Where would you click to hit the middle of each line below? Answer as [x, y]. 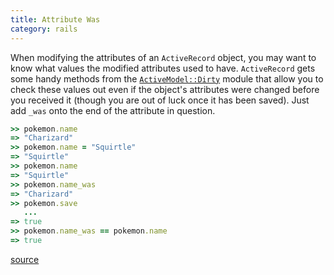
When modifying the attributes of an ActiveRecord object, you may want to [163, 57]
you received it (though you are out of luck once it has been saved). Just [160, 100]
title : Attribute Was [55, 19]
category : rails [44, 29]
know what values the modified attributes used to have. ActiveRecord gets [163, 68]
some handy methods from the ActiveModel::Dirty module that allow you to [167, 78]
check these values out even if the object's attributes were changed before [165, 89]
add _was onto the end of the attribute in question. [113, 110]
